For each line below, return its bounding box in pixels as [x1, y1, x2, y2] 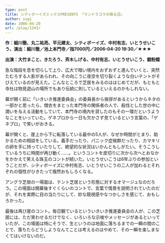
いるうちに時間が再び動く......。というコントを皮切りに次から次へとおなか [9, 150, 159, 156]
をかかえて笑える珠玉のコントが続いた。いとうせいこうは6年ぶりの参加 [5, 156, 150, 162]
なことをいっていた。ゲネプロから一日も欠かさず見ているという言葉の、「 [5, 115, 154, 121]
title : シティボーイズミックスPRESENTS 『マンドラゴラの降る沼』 [5, 12, 125, 17]
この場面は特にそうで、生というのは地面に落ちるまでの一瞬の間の [22, 221, 156, 227]
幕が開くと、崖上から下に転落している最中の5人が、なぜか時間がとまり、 [5, 132, 154, 138]
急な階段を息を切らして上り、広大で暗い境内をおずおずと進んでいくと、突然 [5, 67, 160, 73]
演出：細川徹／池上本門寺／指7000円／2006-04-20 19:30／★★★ [13, 46, 152, 52]
